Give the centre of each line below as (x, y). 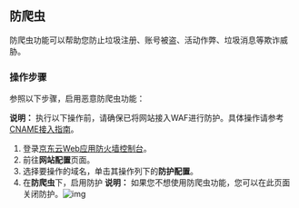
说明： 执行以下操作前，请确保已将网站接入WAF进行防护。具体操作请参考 (147, 118)
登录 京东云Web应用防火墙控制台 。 (87, 149)
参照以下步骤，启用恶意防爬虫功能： (77, 99)
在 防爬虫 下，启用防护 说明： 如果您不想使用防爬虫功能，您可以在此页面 (156, 183)
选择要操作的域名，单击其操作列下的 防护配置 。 (110, 172)
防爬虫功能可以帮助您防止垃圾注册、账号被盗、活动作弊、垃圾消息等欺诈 (145, 40)
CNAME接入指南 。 (44, 129)
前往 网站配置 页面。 (59, 160)
